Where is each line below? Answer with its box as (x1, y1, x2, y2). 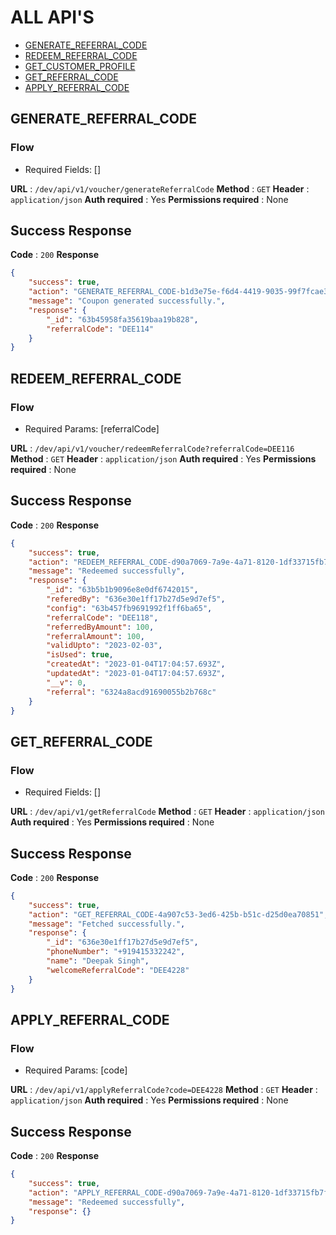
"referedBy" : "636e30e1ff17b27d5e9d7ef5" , (46, 594, 226, 605)
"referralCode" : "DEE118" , (46, 612, 159, 623)
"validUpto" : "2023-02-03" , (46, 641, 163, 651)
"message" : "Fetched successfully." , (28, 919, 186, 929)
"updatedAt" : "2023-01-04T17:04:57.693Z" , (46, 669, 226, 679)
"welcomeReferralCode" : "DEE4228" (46, 965, 190, 975)
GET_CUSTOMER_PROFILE (24, 60, 136, 72)
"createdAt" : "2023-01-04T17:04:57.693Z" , (46, 659, 226, 670)
